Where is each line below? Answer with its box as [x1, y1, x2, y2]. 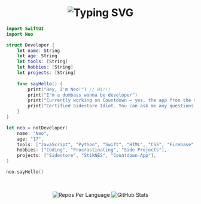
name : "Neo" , [17, 130, 50, 137]
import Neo [6, 31, 33, 37]
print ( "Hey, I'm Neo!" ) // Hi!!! [28, 86, 111, 92]
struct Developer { [6, 42, 55, 48]
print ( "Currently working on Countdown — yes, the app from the [28, 97, 191, 104]
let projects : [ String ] [17, 70, 77, 76]
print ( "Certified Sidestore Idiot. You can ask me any [28, 103, 167, 109]
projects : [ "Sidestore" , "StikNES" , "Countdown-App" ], [17, 153, 157, 159]
